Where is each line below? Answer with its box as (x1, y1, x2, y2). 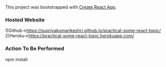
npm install (5, 56, 28, 62)
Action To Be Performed (5, 45, 65, 52)
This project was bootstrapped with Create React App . (5, 4, 117, 10)
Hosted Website (5, 16, 45, 23)
